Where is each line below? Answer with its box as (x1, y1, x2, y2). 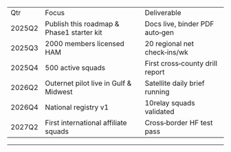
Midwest (45, 87, 74, 96)
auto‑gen (144, 28, 174, 37)
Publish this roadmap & (45, 19, 120, 28)
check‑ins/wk (144, 47, 189, 57)
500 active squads (45, 63, 105, 72)
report (144, 67, 165, 76)
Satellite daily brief (144, 78, 205, 88)
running (144, 87, 170, 96)
